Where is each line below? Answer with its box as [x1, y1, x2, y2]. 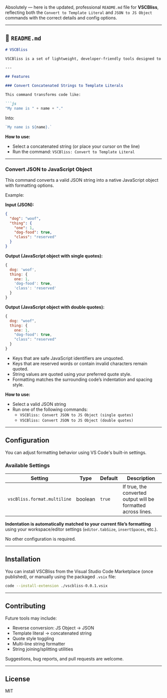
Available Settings [5, 462, 50, 469]
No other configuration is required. [5, 536, 76, 542]
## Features [5, 74, 30, 79]
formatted [122, 502, 146, 509]
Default [100, 475, 118, 482]
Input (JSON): [5, 202, 34, 208]
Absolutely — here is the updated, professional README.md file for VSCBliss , [5, 4, 159, 10]
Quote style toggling [12, 635, 55, 641]
